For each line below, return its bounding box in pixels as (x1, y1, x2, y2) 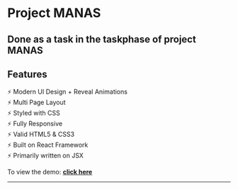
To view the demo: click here (7, 168, 93, 177)
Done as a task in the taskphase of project (7, 33, 196, 45)
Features (7, 68, 47, 80)
